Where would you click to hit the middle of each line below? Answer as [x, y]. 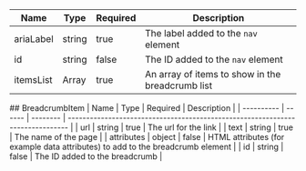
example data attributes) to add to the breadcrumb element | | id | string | [147, 146]
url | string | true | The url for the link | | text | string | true [187, 127]
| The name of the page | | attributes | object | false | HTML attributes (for [147, 137]
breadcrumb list [179, 85]
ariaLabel [34, 39]
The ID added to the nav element [214, 60]
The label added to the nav [201, 33]
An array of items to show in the [213, 74]
